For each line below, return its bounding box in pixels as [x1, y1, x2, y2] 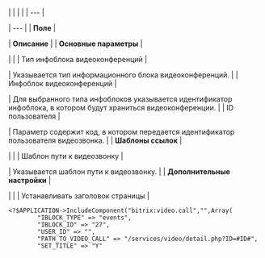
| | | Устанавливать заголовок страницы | [8, 191, 149, 201]
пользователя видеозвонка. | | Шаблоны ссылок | [8, 135, 183, 145]
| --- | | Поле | [8, 23, 57, 32]
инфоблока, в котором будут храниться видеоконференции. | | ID [8, 103, 234, 112]
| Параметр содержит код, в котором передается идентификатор [8, 127, 235, 136]
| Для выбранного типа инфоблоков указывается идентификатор [8, 94, 233, 104]
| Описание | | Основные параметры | [8, 39, 143, 48]
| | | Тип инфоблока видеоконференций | [8, 55, 148, 64]
